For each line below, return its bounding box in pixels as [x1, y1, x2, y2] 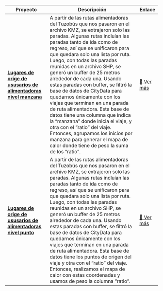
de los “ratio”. [49, 148, 81, 155]
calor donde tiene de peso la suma [49, 142, 129, 149]
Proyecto [15, 6, 37, 13]
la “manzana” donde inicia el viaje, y [49, 118, 132, 125]
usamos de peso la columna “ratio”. [49, 278, 131, 284]
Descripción [78, 6, 107, 13]
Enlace [139, 6, 156, 13]
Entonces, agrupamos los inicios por [49, 130, 132, 137]
